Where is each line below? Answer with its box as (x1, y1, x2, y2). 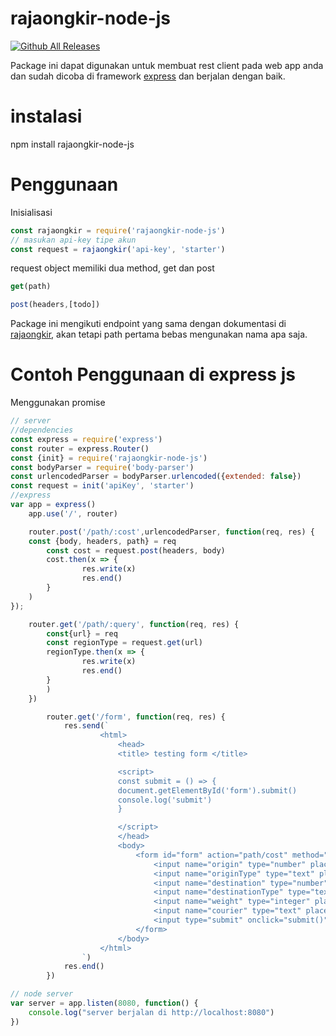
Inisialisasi (10, 206, 53, 218)
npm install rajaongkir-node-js (10, 138, 135, 150)
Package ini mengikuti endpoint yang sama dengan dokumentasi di (10, 318, 287, 330)
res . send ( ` (63, 721, 110, 731)
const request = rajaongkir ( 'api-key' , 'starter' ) (10, 244, 226, 254)
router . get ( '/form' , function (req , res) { (46, 712, 226, 722)
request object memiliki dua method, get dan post (10, 262, 215, 274)
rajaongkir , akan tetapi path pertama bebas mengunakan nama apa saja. (10, 328, 308, 341)
